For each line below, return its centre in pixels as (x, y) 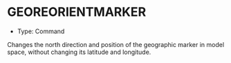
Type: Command (41, 31)
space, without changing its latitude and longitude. (79, 52)
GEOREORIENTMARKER (77, 12)
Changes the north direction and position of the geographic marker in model (116, 44)
